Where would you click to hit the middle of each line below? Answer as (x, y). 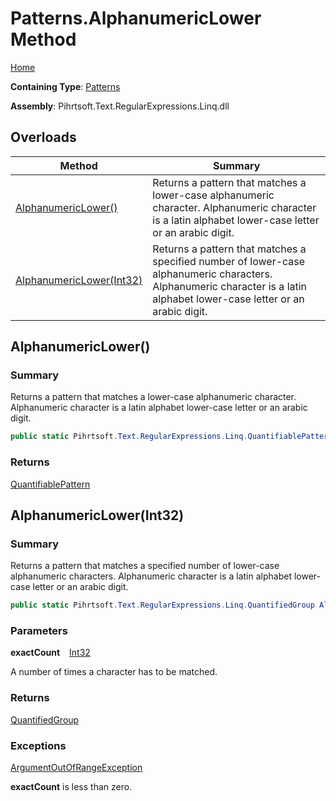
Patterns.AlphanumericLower (136, 18)
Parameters (39, 631)
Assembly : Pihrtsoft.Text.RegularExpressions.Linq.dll (120, 106)
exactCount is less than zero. (71, 787)
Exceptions (38, 745)
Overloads (43, 137)
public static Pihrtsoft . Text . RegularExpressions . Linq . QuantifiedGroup (162, 605)
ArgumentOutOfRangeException (76, 768)
